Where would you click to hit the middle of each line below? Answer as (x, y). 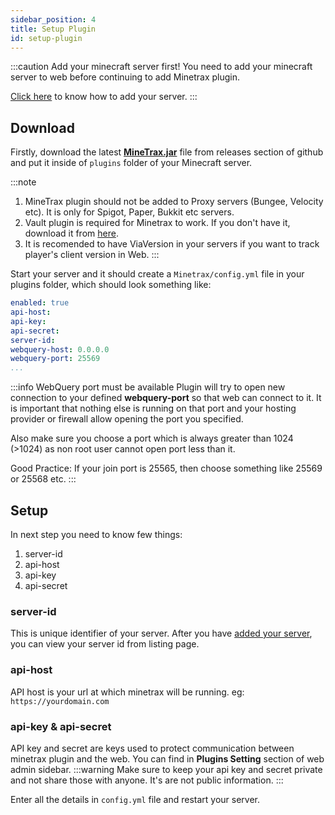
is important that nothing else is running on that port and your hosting (153, 408)
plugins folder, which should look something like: (111, 285)
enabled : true (40, 303)
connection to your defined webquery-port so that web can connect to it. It (166, 398)
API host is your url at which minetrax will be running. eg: (127, 692)
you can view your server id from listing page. (105, 644)
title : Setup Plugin (53, 29)
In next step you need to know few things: (96, 534)
